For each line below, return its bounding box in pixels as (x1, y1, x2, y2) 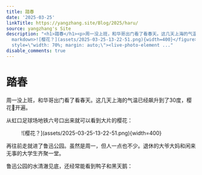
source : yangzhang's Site (6, 25, 71, 32)
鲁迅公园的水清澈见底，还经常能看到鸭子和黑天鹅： (6, 162, 133, 170)
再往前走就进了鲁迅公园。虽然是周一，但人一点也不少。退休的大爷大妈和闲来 (6, 142, 196, 149)
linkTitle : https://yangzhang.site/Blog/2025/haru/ (6, 20, 138, 26)
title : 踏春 (6, 8, 34, 15)
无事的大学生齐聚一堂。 (6, 149, 64, 156)
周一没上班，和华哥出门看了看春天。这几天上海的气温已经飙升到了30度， (6, 96, 187, 104)
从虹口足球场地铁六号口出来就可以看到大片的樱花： (6, 116, 133, 123)
